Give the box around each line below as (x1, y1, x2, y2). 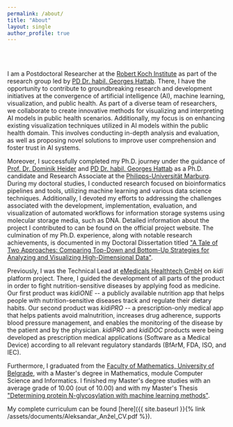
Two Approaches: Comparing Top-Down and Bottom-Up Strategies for (7, 246, 210, 254)
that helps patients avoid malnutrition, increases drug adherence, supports (7, 311, 221, 320)
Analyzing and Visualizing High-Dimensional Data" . (7, 254, 153, 262)
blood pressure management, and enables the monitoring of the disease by (7, 318, 223, 327)
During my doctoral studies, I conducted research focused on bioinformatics (7, 179, 226, 188)
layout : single (7, 23, 51, 30)
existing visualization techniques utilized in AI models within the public (7, 121, 209, 130)
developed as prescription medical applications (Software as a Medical (7, 334, 211, 342)
